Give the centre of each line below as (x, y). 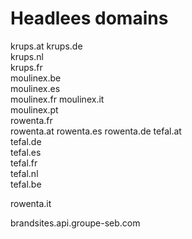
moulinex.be (36, 78)
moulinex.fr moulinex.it (57, 99)
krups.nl (27, 56)
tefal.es (26, 152)
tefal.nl (24, 173)
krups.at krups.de (46, 46)
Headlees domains (89, 18)
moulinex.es (35, 88)
